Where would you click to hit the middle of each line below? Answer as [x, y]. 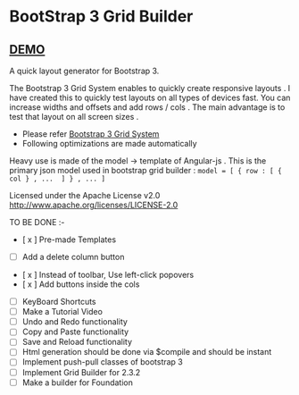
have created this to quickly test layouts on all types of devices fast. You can [150, 97]
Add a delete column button [73, 257]
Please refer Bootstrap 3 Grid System [91, 134]
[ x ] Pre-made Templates [69, 240]
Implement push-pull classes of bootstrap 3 [102, 362]
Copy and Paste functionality [75, 332]
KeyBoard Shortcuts [59, 302]
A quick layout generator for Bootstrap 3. [84, 71]
